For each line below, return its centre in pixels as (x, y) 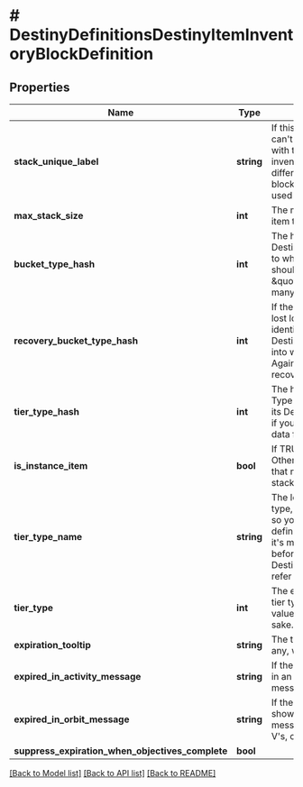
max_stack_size (49, 215)
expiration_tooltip (53, 645)
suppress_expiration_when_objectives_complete (121, 751)
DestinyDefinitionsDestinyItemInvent (151, 35)
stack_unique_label (56, 161)
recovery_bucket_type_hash (76, 341)
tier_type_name (48, 537)
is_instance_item (51, 466)
